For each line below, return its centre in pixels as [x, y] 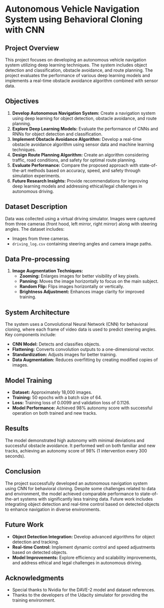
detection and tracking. [36, 542]
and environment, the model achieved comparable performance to [72, 494]
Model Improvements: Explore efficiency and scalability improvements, [84, 557]
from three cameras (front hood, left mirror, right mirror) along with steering [81, 224]
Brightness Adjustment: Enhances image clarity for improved [82, 292]
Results [17, 429]
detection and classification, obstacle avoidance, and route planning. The [79, 70]
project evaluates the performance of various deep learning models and [78, 75]
